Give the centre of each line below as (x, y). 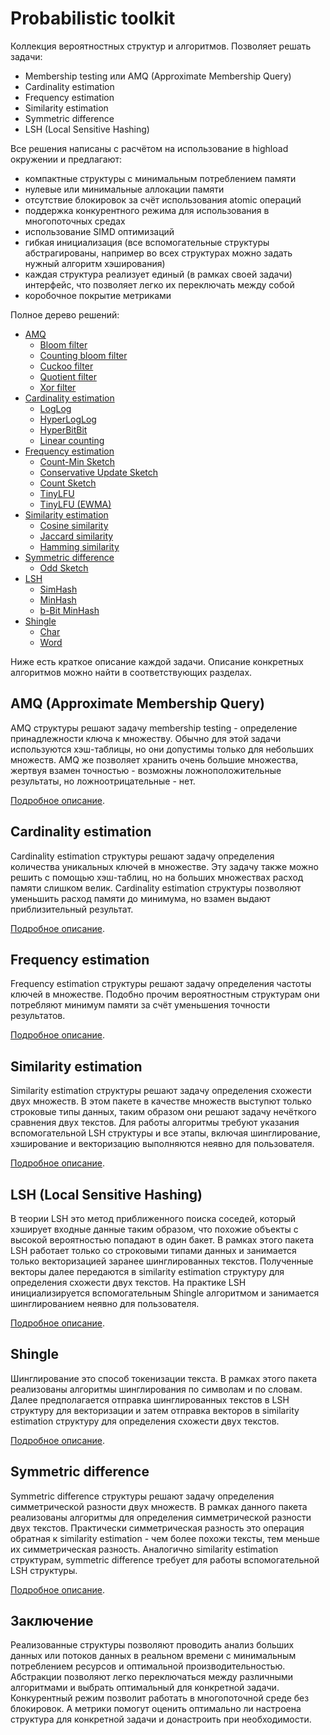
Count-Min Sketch (77, 461)
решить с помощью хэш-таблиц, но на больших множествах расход (157, 877)
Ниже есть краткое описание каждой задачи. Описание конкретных (157, 661)
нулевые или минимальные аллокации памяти (124, 189)
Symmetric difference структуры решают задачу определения (142, 1496)
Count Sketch (68, 483)
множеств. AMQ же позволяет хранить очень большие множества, (154, 759)
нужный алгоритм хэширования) (95, 263)
